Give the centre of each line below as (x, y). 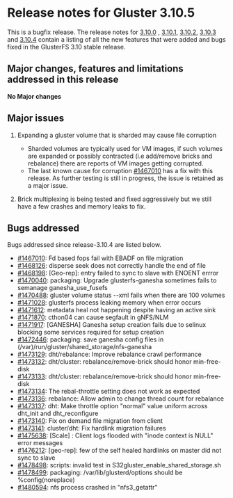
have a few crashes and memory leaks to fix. (81, 206)
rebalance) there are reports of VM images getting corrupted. (115, 163)
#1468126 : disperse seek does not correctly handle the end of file (112, 266)
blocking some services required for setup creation (91, 332)
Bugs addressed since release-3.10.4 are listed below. (85, 245)
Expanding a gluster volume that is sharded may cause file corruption (117, 135)
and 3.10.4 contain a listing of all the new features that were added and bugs (116, 39)
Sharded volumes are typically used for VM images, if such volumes (125, 148)
